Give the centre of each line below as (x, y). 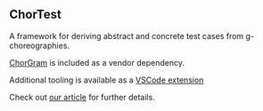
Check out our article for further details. (82, 97)
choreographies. (39, 45)
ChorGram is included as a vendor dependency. (97, 62)
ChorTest (36, 15)
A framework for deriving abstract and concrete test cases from (127, 36)
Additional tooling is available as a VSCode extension (107, 80)
